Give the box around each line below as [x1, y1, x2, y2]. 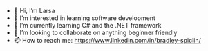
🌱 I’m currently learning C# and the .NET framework [13, 21, 162, 29]
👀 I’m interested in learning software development [13, 14, 155, 22]
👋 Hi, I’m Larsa [13, 7, 55, 14]
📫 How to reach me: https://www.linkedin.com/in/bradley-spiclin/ [13, 37, 202, 44]
